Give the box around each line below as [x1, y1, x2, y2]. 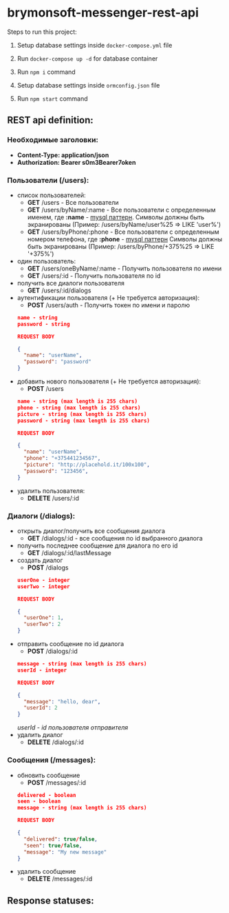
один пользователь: [17, 257, 76, 265]
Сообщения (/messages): [7, 755, 96, 765]
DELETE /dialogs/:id [27, 738, 85, 746]
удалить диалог [17, 731, 63, 739]
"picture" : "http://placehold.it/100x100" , [23, 461, 150, 468]
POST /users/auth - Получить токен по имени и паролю [27, 301, 190, 309]
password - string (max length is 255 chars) [17, 417, 150, 424]
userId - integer [17, 667, 67, 674]
